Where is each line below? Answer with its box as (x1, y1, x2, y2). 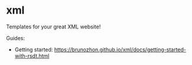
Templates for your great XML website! (6, 23, 101, 30)
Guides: (6, 34, 25, 41)
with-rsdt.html (14, 52, 50, 59)
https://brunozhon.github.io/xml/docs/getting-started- (54, 45, 187, 53)
